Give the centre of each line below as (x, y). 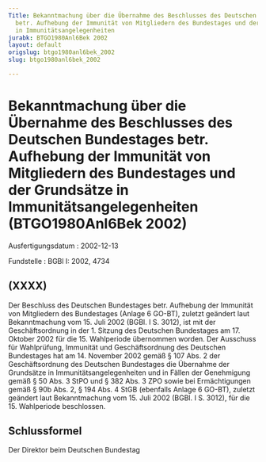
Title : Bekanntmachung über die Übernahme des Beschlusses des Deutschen (133, 15)
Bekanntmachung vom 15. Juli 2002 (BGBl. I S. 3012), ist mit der (112, 322)
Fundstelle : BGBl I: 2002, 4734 (59, 261)
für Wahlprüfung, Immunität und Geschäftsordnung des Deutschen (117, 347)
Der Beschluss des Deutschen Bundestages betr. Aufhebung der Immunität (131, 305)
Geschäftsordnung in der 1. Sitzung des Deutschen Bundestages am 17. (124, 330)
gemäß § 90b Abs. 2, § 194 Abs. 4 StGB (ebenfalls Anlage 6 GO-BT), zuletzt (132, 389)
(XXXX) (28, 286)
